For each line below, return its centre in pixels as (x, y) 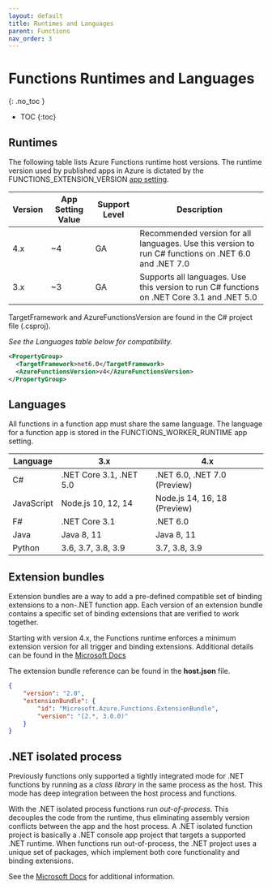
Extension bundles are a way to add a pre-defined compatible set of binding (135, 597)
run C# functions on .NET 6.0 (195, 254)
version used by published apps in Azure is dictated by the (106, 170)
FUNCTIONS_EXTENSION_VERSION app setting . (89, 179)
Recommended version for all (195, 233)
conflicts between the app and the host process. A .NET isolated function (131, 826)
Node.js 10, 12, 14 (97, 503)
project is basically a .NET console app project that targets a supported (127, 835)
